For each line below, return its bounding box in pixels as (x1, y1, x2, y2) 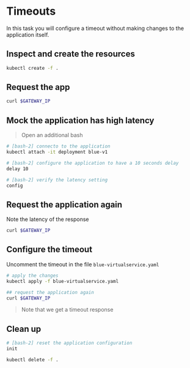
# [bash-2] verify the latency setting (6, 176, 108, 183)
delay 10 (6, 165, 29, 172)
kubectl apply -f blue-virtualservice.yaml (6, 278, 119, 284)
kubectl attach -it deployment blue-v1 (6, 149, 108, 155)
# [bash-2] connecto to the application (6, 143, 111, 149)
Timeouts (6, 4, 56, 18)
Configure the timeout (6, 244, 93, 255)
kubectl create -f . (6, 65, 59, 71)
